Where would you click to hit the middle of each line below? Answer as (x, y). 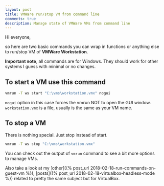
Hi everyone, (18, 37)
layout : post (18, 10)
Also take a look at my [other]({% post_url (47, 168)
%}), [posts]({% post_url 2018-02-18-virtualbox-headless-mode (90, 173)
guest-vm (15, 173)
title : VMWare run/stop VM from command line (52, 14)
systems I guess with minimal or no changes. (50, 67)
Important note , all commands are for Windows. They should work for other (82, 61)
